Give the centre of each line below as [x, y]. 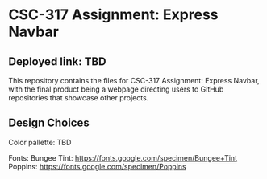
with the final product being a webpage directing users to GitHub [116, 89]
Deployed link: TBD [57, 61]
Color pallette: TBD [40, 142]
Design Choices [49, 123]
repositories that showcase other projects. [79, 98]
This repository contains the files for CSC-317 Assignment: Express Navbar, [134, 81]
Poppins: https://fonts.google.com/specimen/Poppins [98, 166]
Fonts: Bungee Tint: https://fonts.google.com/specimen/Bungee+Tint [123, 157]
